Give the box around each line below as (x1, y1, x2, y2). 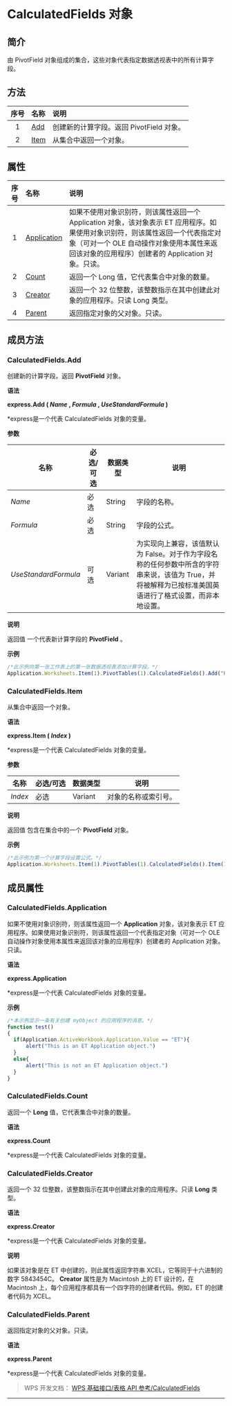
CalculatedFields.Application (7, 903, 107, 913)
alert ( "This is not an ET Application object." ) (25, 1062, 168, 1069)
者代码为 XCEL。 (7, 1292, 55, 1301)
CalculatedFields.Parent (7, 1310, 90, 1319)
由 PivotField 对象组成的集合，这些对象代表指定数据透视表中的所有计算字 (7, 56, 214, 64)
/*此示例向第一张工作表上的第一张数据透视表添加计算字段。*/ (7, 664, 159, 670)
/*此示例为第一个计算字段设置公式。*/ (7, 855, 102, 862)
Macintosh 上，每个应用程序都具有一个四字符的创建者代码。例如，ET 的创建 (7, 1283, 223, 1292)
